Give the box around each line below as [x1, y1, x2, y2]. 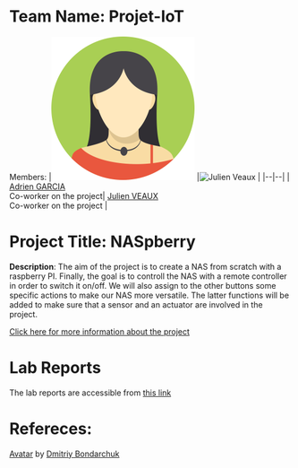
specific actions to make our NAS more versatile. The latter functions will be [9, 290, 289, 300]
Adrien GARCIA [9, 181, 65, 192]
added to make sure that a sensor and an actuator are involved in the [9, 299, 263, 310]
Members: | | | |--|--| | [9, 171, 290, 182]
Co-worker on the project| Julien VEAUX [9, 190, 159, 201]
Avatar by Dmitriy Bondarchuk [9, 448, 120, 459]
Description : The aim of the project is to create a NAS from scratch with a [9, 261, 282, 272]
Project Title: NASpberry [9, 231, 196, 252]
